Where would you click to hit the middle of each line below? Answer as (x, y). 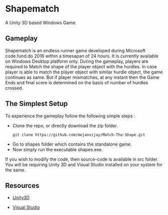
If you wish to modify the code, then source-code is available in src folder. (82, 159)
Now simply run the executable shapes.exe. (57, 149)
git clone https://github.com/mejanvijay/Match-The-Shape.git (79, 135)
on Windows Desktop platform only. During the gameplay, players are (77, 61)
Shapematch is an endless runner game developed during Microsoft (75, 50)
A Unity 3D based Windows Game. (41, 23)
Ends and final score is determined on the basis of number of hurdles (77, 82)
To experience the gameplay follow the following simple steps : (70, 116)
